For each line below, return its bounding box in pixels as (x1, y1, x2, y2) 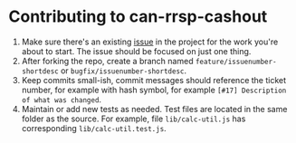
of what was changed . (21, 93, 101, 105)
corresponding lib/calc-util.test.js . (21, 122, 167, 133)
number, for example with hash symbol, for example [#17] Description (21, 84, 287, 95)
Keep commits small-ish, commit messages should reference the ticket (21, 74, 287, 85)
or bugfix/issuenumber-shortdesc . (61, 65, 187, 76)
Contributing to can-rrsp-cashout (8, 6, 268, 27)
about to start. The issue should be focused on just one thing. (21, 45, 252, 56)
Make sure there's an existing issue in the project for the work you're (21, 36, 279, 47)
